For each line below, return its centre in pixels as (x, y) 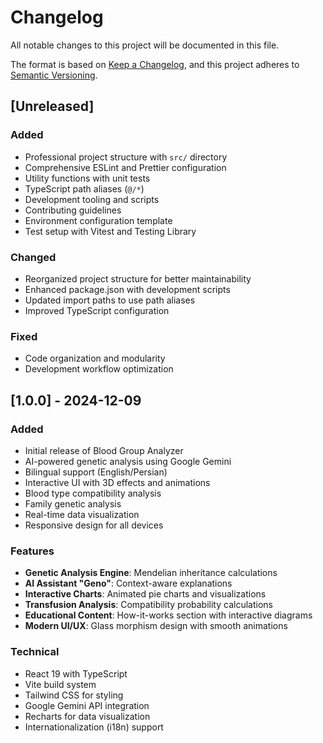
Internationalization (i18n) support (94, 727)
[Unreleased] (52, 106)
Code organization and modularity (95, 358)
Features (32, 551)
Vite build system (60, 684)
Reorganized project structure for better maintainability (138, 278)
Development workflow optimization (99, 369)
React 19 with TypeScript (76, 673)
